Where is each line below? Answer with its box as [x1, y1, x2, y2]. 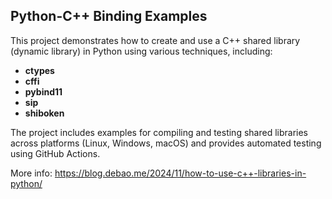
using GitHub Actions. [10, 147, 101, 159]
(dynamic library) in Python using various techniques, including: [10, 45, 273, 57]
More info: [10, 167, 53, 179]
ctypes [24, 64, 55, 76]
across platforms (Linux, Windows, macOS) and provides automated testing [10, 137, 322, 149]
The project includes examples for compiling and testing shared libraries [10, 126, 308, 138]
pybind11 [24, 85, 63, 98]
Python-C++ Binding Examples [10, 8, 208, 25]
